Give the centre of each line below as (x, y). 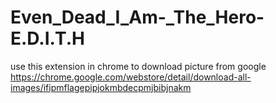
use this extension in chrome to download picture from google (138, 66)
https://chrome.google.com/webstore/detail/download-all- (131, 77)
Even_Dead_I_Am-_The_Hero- (137, 17)
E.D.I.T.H (47, 38)
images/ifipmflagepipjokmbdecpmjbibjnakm (101, 87)
